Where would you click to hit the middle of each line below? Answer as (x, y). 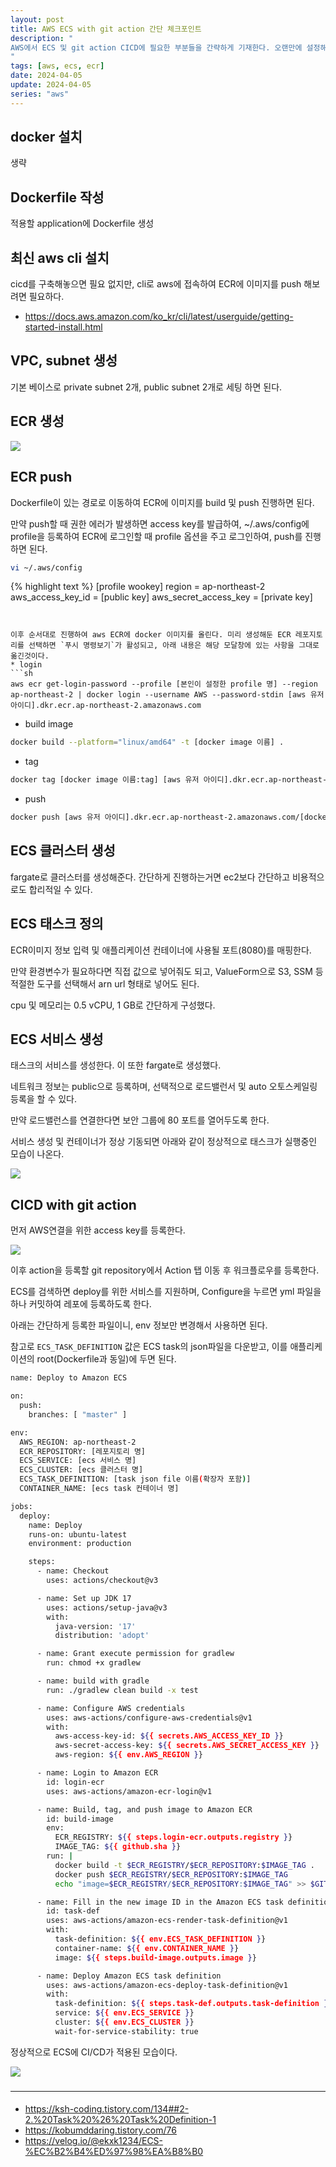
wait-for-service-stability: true (126, 2031)
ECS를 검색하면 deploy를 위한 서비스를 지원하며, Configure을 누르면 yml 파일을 (166, 1292)
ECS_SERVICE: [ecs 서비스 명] (78, 1461)
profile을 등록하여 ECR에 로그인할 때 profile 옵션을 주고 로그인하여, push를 (156, 536)
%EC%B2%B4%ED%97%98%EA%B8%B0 (114, 2152)
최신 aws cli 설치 (60, 257)
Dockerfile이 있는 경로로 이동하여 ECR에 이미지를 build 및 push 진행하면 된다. (162, 502)
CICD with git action (73, 1204)
